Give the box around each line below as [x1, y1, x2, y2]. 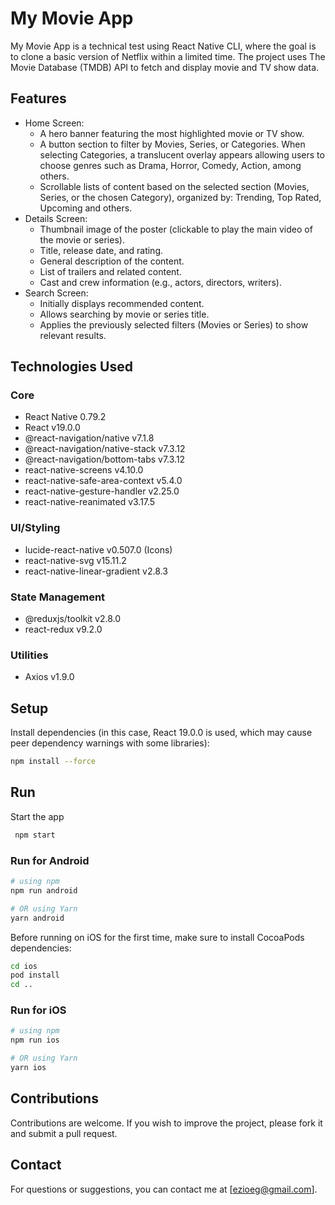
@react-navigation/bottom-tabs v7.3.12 [24, 453, 186, 466]
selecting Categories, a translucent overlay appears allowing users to [39, 148, 325, 161]
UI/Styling [10, 521, 61, 535]
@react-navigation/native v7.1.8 [24, 432, 155, 444]
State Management [10, 590, 106, 604]
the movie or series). [39, 233, 125, 246]
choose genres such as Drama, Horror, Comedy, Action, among [39, 159, 302, 171]
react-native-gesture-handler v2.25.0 [24, 485, 180, 497]
